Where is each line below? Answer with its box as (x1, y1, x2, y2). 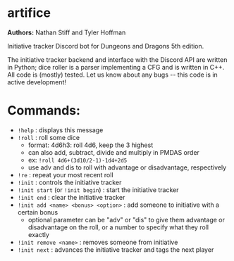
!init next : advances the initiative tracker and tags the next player (17, 245, 214, 254)
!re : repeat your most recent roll (17, 170, 114, 179)
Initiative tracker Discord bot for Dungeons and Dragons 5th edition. (7, 42, 204, 50)
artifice (7, 5, 51, 21)
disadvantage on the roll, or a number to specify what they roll (27, 223, 209, 231)
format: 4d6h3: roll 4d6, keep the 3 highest (27, 141, 154, 149)
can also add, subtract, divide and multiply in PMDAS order (27, 148, 199, 156)
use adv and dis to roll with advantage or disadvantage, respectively (27, 163, 227, 172)
